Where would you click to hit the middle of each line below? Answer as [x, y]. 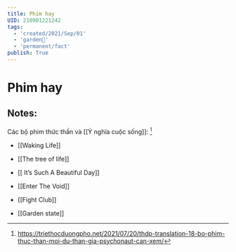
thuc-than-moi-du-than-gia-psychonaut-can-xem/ [91, 241]
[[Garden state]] [41, 213]
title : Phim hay [31, 14]
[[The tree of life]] [43, 159]
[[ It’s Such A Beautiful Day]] [58, 172]
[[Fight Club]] [37, 199]
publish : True [28, 53]
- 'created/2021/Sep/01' [50, 33]
